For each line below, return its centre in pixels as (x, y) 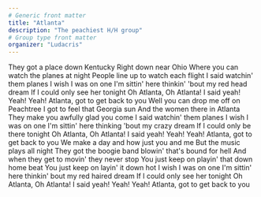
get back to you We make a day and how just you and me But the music (124, 143)
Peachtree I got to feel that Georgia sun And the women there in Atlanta (124, 109)
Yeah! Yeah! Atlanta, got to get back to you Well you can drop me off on (124, 101)
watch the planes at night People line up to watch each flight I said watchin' (131, 76)
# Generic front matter (47, 15)
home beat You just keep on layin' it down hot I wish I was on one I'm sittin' (130, 168)
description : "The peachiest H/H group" (76, 30)
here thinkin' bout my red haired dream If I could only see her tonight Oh (125, 176)
